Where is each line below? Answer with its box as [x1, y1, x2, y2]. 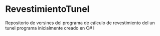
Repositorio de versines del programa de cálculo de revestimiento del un [5, 20, 155, 26]
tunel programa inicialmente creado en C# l [5, 25, 95, 31]
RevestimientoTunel [5, 3, 90, 15]
